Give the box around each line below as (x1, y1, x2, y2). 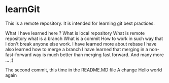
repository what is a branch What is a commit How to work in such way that (5, 35, 163, 41)
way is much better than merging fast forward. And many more (32, 52, 164, 58)
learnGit (5, 4, 40, 15)
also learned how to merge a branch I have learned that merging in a (5, 46, 148, 52)
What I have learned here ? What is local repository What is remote (5, 30, 145, 36)
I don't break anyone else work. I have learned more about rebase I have (5, 40, 157, 47)
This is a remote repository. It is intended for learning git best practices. (5, 20, 155, 26)
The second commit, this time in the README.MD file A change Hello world (5, 67, 162, 73)
